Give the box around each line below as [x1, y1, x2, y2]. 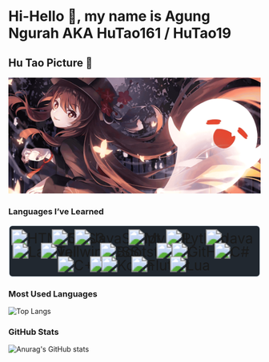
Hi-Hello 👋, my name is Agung [8, 7, 211, 26]
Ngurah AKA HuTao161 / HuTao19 [8, 24, 232, 42]
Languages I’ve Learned [8, 206, 104, 217]
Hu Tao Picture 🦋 [8, 56, 93, 70]
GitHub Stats [8, 326, 59, 337]
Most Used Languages [8, 288, 98, 299]
